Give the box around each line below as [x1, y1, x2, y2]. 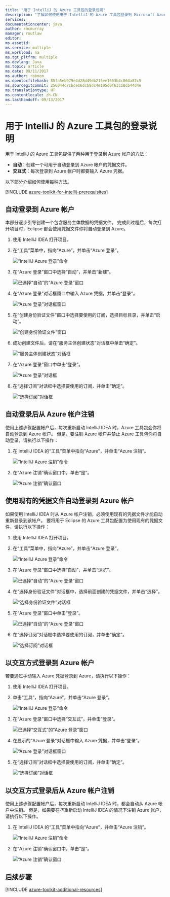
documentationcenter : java [5, 21, 62, 27]
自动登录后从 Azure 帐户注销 [5, 410, 95, 419]
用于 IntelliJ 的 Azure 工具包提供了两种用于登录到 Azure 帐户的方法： [5, 151, 149, 157]
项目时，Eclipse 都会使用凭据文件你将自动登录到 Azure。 [9, 226, 129, 231]
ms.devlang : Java [5, 59, 42, 64]
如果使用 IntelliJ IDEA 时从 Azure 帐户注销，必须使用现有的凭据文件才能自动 [5, 511, 163, 517]
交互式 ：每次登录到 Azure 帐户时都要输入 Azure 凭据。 [12, 168, 127, 174]
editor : [5, 36, 22, 41]
